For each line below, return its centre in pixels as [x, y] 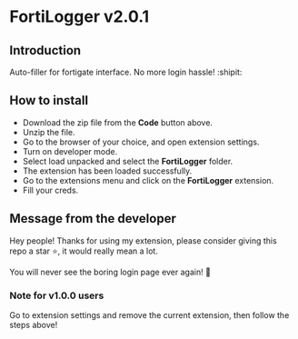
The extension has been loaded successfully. [107, 171]
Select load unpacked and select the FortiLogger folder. [128, 161]
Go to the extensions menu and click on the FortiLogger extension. [148, 180]
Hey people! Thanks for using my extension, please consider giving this [143, 240]
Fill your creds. [50, 190]
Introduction [45, 50]
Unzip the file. [49, 132]
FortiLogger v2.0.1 [79, 17]
